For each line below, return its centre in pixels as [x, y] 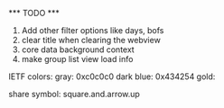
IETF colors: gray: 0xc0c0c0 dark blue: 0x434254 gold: [112, 76]
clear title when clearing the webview [91, 40]
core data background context [78, 49]
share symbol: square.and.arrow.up [75, 94]
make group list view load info [77, 59]
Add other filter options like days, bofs [93, 30]
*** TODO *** [34, 13]
